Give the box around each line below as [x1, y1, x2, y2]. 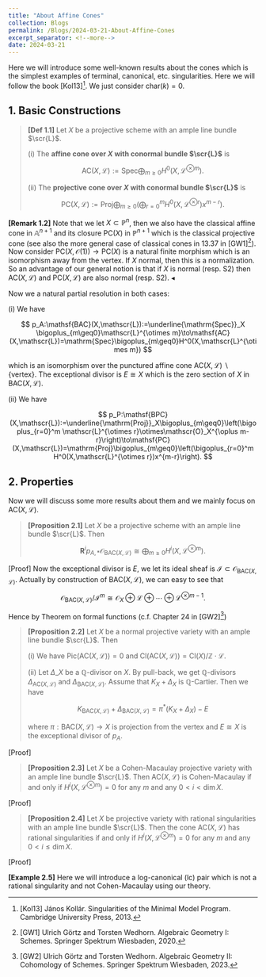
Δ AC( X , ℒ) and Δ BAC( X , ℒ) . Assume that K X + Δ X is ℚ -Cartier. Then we [27, 677, 249, 688]
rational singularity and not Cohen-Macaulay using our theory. [8, 881, 211, 891]
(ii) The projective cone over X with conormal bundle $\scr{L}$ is [27, 183, 246, 193]
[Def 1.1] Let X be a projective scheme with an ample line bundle [27, 125, 237, 135]
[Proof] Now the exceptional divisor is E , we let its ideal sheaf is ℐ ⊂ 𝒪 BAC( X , [8, 564, 257, 575]
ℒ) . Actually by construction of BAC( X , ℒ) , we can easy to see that [8, 574, 224, 586]
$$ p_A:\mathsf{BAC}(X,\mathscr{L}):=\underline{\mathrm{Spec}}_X [21, 320, 245, 329]
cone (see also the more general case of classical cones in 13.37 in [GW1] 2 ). [8, 237, 256, 248]
